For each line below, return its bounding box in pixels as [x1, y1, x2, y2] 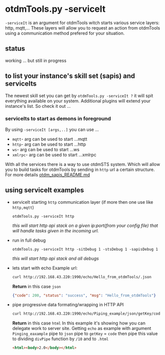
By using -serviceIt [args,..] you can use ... [5, 127, 99, 132]
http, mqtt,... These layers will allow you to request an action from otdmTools [5, 25, 160, 31]
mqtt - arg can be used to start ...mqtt [12, 136, 88, 142]
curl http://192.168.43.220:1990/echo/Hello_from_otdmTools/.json [12, 274, 152, 279]
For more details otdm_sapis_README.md [5, 171, 90, 178]
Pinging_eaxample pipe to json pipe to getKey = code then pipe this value [12, 331, 158, 337]
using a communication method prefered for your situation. [5, 30, 125, 36]
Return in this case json [12, 283, 61, 289]
